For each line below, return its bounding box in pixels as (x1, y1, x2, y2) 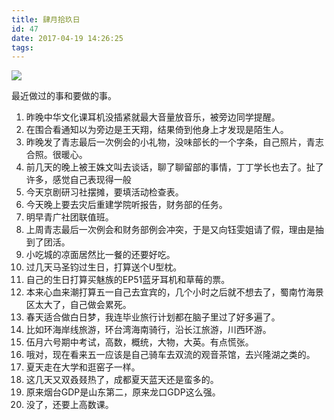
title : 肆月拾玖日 (11, 14, 81, 25)
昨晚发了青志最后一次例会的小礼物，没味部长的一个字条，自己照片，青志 (25, 136, 324, 148)
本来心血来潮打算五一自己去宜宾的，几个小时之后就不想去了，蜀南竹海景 (25, 286, 324, 298)
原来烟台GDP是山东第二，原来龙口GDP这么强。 (25, 386, 221, 398)
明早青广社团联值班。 (25, 211, 114, 223)
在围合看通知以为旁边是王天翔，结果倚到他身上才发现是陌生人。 (25, 124, 289, 136)
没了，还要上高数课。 (25, 399, 114, 411)
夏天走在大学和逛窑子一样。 (25, 361, 141, 373)
